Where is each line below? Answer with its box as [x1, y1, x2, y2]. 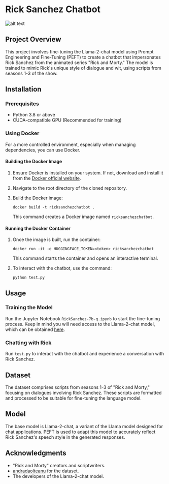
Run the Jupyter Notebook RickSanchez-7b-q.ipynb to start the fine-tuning [5, 315, 160, 321]
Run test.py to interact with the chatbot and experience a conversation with [5, 351, 164, 357]
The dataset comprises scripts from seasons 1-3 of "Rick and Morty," [5, 384, 150, 390]
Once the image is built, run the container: [12, 236, 101, 243]
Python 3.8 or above [12, 112, 55, 118]
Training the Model [5, 304, 53, 311]
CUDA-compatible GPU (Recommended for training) [12, 117, 122, 123]
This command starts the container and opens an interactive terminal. [12, 255, 158, 261]
